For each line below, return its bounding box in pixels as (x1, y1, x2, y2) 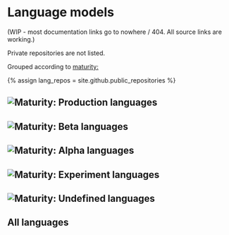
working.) (7, 35, 35, 43)
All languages (7, 217, 69, 229)
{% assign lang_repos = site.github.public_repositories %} (7, 76, 176, 85)
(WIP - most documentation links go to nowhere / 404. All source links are (7, 28, 222, 36)
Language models (7, 4, 115, 20)
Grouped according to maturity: (7, 62, 99, 71)
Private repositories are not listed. (7, 49, 106, 57)
